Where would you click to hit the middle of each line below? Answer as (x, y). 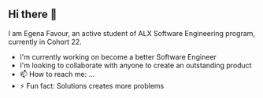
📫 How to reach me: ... (57, 74)
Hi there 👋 (33, 15)
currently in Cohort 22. (45, 42)
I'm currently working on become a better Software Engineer (118, 56)
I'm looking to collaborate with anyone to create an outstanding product (135, 65)
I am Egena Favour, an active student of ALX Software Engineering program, (132, 33)
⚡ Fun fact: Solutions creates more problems (92, 85)
